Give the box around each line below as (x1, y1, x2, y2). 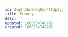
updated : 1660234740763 (5, 20, 53, 25)
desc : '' (5, 16, 23, 21)
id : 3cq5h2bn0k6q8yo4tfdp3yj (5, 7, 64, 12)
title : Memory (5, 12, 34, 16)
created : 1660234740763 (5, 25, 53, 30)
